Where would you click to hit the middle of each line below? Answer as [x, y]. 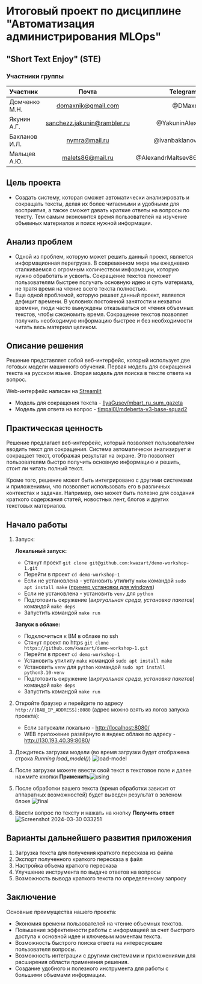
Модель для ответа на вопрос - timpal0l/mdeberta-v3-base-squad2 [101, 409]
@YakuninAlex [176, 123]
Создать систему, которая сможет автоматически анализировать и [102, 197]
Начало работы [37, 525]
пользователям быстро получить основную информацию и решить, [94, 462]
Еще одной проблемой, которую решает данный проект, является [100, 295]
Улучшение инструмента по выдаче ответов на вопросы [88, 872]
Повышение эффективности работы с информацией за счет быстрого [105, 930]
